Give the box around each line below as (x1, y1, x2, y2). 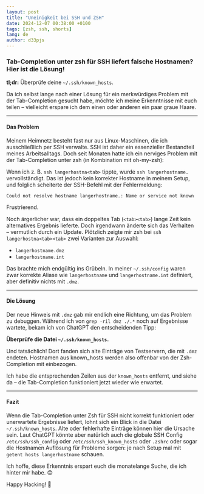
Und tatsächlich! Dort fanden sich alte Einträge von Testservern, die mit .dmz (6, 347, 197, 355)
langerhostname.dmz (15, 247, 65, 253)
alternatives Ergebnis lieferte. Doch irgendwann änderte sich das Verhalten (6, 222, 194, 229)
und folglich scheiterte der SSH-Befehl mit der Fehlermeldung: (6, 181, 163, 188)
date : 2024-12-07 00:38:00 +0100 (6, 20, 91, 26)
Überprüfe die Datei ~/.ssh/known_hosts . (6, 336, 109, 343)
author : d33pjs (6, 37, 45, 43)
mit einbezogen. (36, 360, 77, 367)
